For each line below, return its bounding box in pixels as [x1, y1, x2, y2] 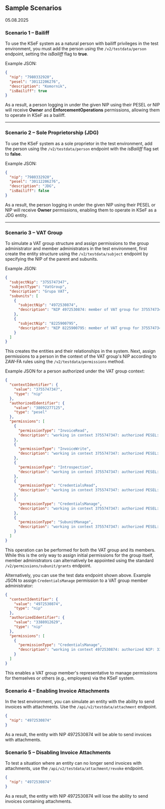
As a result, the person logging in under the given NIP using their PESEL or [5, 202, 156, 207]
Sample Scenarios [5, 4, 62, 12]
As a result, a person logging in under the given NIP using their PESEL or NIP [5, 102, 160, 108]
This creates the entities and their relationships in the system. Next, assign [5, 348, 156, 354]
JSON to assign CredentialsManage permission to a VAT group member [5, 577, 148, 583]
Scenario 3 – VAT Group [5, 229, 63, 236]
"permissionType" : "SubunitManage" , [18, 520, 93, 525]
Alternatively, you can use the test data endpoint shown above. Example [5, 572, 151, 578]
